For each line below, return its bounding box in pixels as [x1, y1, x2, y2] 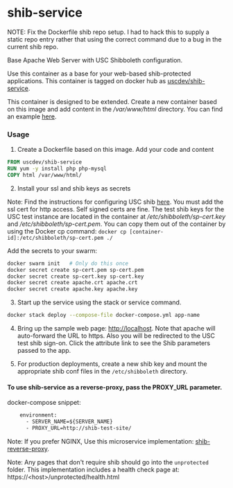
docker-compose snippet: [7, 399, 81, 407]
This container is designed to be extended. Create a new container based [7, 97, 217, 105]
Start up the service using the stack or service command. [17, 298, 182, 306]
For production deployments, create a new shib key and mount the [17, 360, 207, 368]
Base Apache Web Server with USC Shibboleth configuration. [7, 55, 183, 64]
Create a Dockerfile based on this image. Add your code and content [17, 146, 214, 154]
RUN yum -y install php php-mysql [7, 165, 107, 173]
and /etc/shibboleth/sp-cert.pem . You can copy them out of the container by [7, 220, 226, 228]
